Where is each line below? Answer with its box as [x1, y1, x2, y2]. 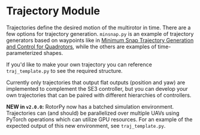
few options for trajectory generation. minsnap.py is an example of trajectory [6, 30, 194, 37]
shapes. [43, 49, 63, 56]
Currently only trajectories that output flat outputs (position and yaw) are [6, 79, 186, 86]
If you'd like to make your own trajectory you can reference [6, 61, 153, 68]
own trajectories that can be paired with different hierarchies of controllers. [6, 91, 192, 99]
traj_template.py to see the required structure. [6, 67, 123, 74]
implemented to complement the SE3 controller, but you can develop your [6, 85, 189, 92]
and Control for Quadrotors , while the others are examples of [6, 43, 157, 50]
